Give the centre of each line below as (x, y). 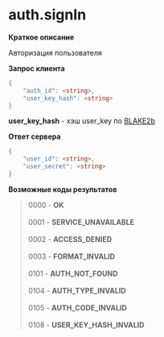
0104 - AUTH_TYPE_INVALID (77, 290)
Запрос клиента (37, 68)
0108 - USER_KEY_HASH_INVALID (86, 325)
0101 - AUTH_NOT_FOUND (73, 273)
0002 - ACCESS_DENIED (70, 239)
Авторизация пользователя (55, 52)
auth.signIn (47, 15)
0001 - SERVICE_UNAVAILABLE (81, 222)
